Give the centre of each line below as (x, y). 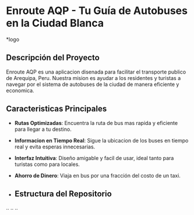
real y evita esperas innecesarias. (55, 147)
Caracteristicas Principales (57, 109)
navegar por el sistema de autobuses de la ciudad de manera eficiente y (93, 84)
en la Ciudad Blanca (55, 23)
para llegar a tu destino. (43, 129)
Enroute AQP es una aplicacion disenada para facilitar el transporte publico (96, 72)
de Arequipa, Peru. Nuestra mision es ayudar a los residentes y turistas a (94, 78)
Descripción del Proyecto (53, 58)
